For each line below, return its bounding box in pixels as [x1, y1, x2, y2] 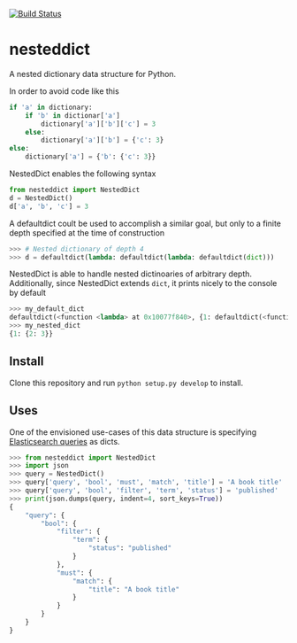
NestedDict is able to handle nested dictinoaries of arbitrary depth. [9, 268, 253, 279]
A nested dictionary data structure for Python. [9, 68, 177, 79]
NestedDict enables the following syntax [9, 168, 156, 179]
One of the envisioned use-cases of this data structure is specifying [9, 426, 257, 438]
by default [9, 288, 47, 298]
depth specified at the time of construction [9, 227, 165, 238]
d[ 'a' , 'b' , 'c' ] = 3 [9, 202, 89, 211]
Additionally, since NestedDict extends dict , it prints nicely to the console [9, 278, 278, 289]
